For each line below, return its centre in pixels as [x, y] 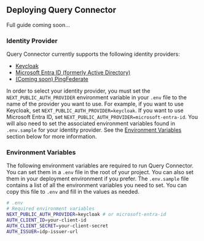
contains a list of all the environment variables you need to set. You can [97, 185]
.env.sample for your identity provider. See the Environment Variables [94, 130]
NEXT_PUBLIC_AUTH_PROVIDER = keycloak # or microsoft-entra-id [86, 215]
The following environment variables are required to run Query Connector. [100, 166]
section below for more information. [52, 137]
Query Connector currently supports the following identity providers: [93, 54]
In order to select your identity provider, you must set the [78, 91]
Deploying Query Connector [61, 10]
